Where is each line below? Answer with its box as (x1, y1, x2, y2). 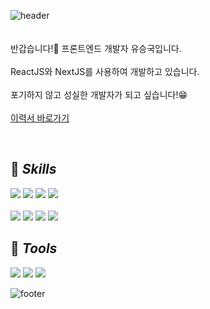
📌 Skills (10, 161, 57, 178)
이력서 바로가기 (10, 112, 70, 124)
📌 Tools (10, 240, 58, 257)
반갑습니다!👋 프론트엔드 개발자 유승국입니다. (10, 43, 182, 54)
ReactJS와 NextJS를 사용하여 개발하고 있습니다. (10, 66, 200, 77)
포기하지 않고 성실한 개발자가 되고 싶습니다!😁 (10, 89, 188, 100)
